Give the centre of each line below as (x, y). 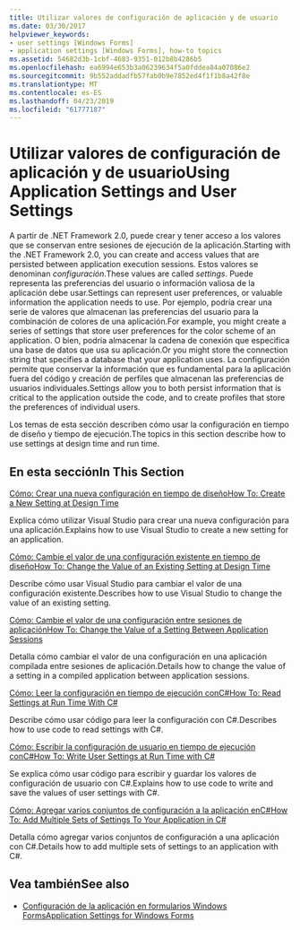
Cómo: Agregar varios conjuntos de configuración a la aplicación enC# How (149, 810)
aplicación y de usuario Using (120, 173)
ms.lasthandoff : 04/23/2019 (62, 101)
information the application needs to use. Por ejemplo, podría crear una (141, 302)
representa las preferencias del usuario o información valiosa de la (132, 283)
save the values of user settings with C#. (85, 793)
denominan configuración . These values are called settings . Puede (131, 274)
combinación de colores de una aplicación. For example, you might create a (148, 322)
